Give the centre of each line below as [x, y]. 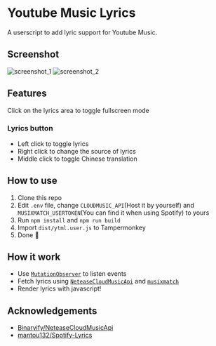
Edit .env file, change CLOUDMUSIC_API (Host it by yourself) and [106, 205]
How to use [32, 181]
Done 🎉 [28, 235]
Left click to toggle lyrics [53, 144]
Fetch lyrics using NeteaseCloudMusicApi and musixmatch [98, 281]
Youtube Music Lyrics [72, 13]
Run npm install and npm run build [69, 220]
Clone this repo [39, 197]
